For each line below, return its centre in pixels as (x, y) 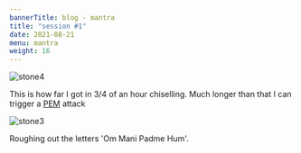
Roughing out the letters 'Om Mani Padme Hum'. (99, 139)
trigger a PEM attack (47, 103)
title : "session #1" (48, 26)
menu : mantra (34, 43)
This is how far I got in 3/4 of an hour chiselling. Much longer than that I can (150, 94)
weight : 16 (30, 51)
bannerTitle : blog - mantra (62, 18)
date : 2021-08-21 (42, 34)
